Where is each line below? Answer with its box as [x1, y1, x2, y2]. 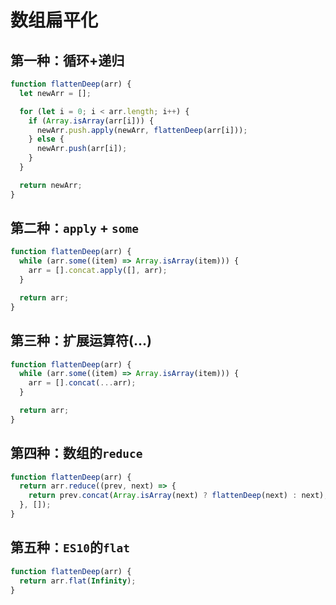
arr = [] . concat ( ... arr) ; [28, 378, 137, 388]
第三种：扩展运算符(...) [10, 332, 152, 350]
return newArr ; [19, 180, 83, 190]
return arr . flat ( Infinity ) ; [19, 576, 137, 586]
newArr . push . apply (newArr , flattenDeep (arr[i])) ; [36, 125, 248, 135]
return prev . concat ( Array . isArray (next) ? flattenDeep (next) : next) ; [28, 491, 329, 501]
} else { [28, 134, 65, 145]
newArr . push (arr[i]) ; [36, 144, 128, 154]
